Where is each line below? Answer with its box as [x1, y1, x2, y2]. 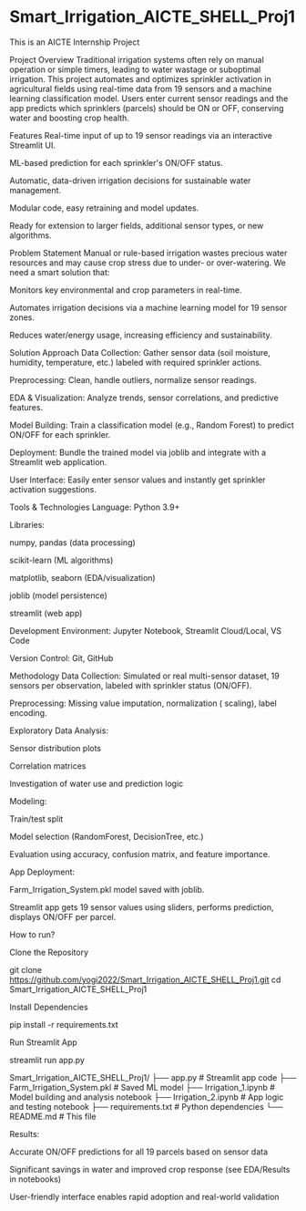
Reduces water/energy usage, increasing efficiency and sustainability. [9, 329, 273, 340]
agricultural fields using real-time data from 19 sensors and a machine [9, 83, 272, 94]
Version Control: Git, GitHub [9, 652, 114, 663]
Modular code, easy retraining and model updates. [9, 202, 199, 213]
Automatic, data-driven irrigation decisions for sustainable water [9, 175, 251, 186]
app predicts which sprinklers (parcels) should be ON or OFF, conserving [9, 102, 284, 113]
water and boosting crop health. [9, 112, 130, 123]
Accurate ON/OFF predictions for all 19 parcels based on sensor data [9, 1146, 269, 1157]
